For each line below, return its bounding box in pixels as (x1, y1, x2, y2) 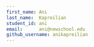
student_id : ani (6, 20, 47, 26)
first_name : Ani (6, 9, 47, 15)
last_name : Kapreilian (6, 15, 67, 21)
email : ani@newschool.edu (6, 26, 86, 32)
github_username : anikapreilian (6, 32, 88, 38)
